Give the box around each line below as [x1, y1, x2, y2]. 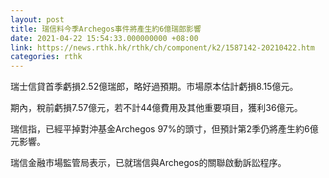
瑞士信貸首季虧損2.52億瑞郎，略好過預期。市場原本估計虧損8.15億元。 [10, 81, 299, 93]
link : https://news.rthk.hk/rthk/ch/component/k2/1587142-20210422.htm [10, 42, 315, 53]
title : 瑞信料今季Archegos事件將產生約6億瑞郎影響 [10, 24, 202, 34]
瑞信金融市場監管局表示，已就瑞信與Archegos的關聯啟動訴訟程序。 [10, 157, 287, 169]
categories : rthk [10, 52, 83, 62]
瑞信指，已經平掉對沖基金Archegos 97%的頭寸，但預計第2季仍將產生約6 [10, 123, 310, 135]
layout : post [10, 14, 65, 25]
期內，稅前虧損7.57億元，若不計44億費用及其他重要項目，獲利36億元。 [10, 102, 303, 114]
